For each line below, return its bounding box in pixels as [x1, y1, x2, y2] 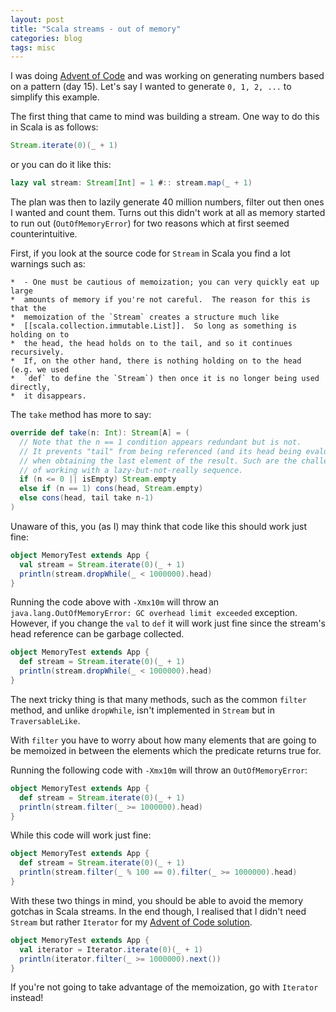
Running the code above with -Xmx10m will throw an [10, 596, 220, 608]
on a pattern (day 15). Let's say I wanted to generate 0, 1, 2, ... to [10, 81, 292, 93]
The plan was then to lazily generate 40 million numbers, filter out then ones [10, 196, 325, 208]
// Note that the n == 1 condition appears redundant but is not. [19, 437, 302, 447]
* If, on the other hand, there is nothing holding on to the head [10, 356, 302, 366]
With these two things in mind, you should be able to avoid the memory [10, 894, 304, 906]
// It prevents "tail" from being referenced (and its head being [19, 446, 302, 456]
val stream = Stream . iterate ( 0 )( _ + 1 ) [19, 559, 186, 570]
